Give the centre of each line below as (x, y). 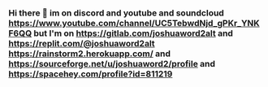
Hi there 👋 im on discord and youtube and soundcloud (117, 13)
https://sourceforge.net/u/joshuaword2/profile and (112, 63)
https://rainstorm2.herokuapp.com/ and (89, 54)
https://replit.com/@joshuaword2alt (82, 43)
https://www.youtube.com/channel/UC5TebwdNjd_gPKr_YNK (134, 23)
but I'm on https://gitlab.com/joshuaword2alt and (134, 33)
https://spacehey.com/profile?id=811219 (91, 74)
